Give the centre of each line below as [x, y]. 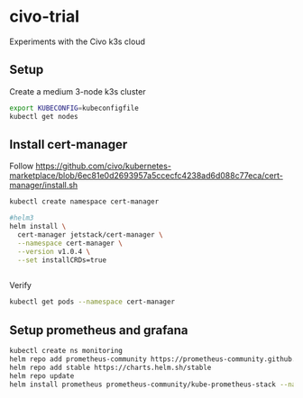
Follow [22, 166]
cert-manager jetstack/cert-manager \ [91, 235]
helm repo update [42, 375]
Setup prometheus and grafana [99, 330]
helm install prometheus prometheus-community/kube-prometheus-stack [143, 384]
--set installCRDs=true [62, 260]
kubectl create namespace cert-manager [84, 202]
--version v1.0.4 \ [54, 251]
